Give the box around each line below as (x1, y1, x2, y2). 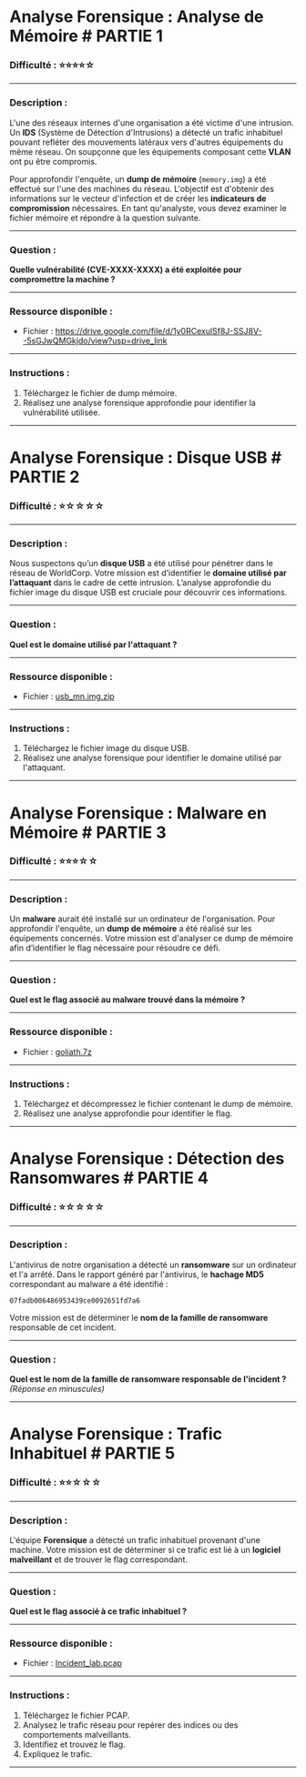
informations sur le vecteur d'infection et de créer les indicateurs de (9, 193, 267, 204)
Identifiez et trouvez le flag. (22, 1739, 126, 1750)
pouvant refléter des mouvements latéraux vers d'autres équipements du (9, 137, 284, 147)
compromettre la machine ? (9, 274, 116, 285)
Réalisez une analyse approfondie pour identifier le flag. (22, 1108, 233, 1119)
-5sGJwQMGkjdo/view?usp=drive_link (22, 335, 168, 347)
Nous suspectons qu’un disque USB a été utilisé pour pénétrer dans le (9, 558, 273, 569)
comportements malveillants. (22, 1729, 132, 1740)
